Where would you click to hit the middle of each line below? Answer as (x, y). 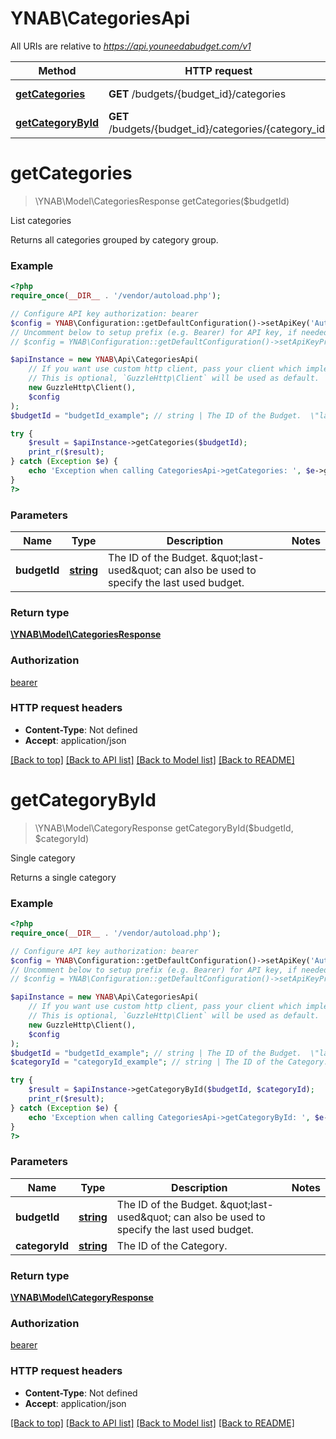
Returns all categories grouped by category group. (114, 239)
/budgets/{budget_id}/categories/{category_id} (219, 129)
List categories (41, 220)
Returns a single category (63, 877)
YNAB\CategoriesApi (100, 18)
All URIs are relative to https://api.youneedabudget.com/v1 (131, 46)
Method (57, 70)
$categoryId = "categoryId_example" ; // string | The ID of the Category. (169, 1062)
